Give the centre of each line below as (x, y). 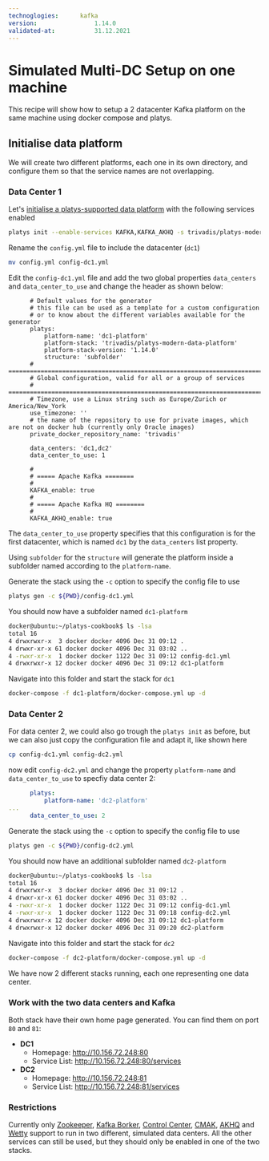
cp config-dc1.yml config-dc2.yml (66, 754)
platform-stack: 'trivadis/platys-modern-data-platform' (141, 343)
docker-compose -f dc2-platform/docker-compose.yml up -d (107, 958)
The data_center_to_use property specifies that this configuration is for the (132, 533)
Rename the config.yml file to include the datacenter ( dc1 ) (104, 248)
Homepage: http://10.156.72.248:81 (89, 1078)
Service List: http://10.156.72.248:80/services (106, 1061)
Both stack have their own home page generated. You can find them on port (134, 1020)
